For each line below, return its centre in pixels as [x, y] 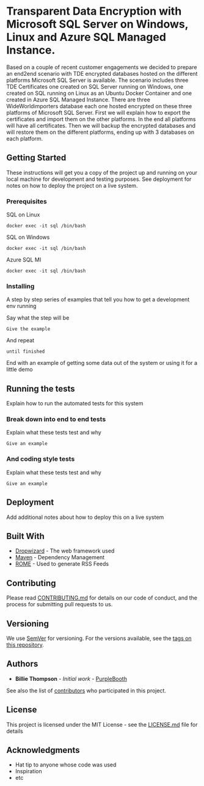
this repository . [25, 645]
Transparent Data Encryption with [94, 11]
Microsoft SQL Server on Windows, [97, 24]
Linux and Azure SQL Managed [86, 37]
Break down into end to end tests [56, 419]
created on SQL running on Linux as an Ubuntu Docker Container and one [99, 93]
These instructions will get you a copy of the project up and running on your [102, 172]
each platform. [25, 138]
